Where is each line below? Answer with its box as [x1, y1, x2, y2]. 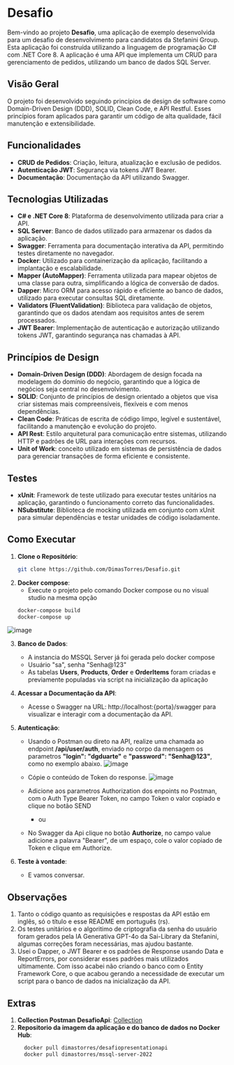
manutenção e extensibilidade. [7, 119, 96, 128]
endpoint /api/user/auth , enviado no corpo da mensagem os [27, 745, 204, 753]
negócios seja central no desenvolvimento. [17, 385, 141, 393]
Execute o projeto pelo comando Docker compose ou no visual [27, 585, 209, 594]
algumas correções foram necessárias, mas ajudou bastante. [17, 939, 193, 948]
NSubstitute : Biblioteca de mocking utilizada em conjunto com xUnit [17, 506, 215, 514]
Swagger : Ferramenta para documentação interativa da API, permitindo [17, 242, 224, 250]
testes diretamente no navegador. [17, 249, 115, 257]
